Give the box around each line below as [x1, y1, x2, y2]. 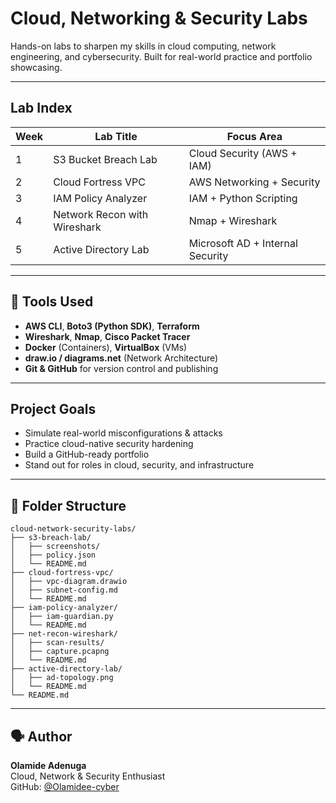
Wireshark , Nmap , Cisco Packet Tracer [24, 330, 191, 342]
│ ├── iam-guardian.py [10, 612, 114, 622]
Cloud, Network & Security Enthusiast [10, 770, 166, 782]
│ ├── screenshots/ [10, 542, 101, 552]
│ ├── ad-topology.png [10, 673, 114, 683]
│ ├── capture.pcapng [10, 647, 110, 657]
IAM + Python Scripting [188, 191, 298, 205]
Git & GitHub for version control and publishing [24, 362, 219, 374]
